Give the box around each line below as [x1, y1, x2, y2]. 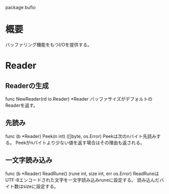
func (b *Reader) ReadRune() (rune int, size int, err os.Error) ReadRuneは [5, 171, 159, 177]
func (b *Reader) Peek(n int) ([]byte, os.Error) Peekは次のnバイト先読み [5, 133, 157, 139]
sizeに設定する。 [22, 183, 59, 189]
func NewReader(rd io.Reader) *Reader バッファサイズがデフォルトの [5, 95, 153, 102]
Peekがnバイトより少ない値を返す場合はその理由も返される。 [15, 139, 145, 145]
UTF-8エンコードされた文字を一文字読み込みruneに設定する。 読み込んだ [5, 177, 160, 183]
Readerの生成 [5, 81, 49, 90]
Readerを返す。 [5, 102, 38, 108]
